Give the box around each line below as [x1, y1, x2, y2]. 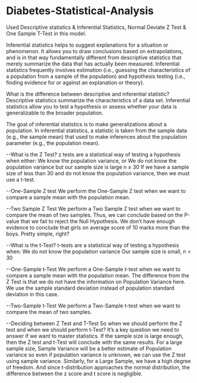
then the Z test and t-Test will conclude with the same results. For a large [6, 338, 183, 346]
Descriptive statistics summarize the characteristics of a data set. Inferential [6, 96, 190, 104]
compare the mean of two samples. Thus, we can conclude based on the [6, 211, 183, 218]
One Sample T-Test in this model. [6, 30, 86, 37]
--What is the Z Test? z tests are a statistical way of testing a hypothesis [6, 150, 181, 158]
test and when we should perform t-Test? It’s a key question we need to [6, 326, 179, 333]
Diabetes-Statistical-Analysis [6, 4, 154, 18]
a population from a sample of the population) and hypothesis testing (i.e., [6, 73, 186, 80]
